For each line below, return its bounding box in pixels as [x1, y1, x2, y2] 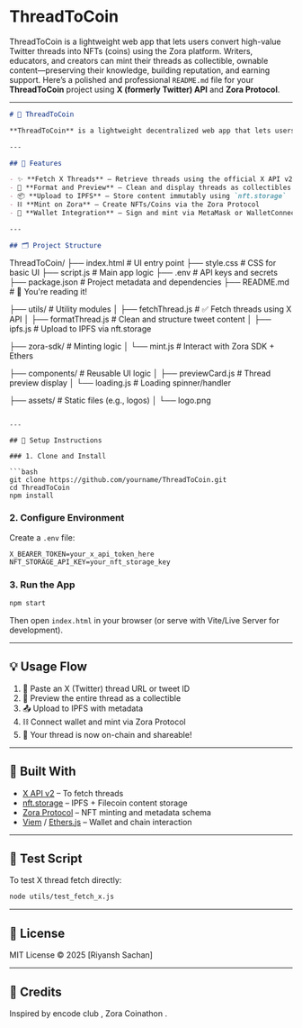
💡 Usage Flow [9, 660, 88, 675]
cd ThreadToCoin [9, 483, 70, 492]
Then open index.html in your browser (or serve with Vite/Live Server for [9, 615, 280, 626]
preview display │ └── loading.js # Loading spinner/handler [9, 377, 232, 388]
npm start [9, 599, 47, 608]
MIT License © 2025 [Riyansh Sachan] [9, 950, 153, 960]
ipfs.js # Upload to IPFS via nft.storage [9, 323, 152, 334]
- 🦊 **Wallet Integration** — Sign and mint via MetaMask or [9, 208, 244, 217]
